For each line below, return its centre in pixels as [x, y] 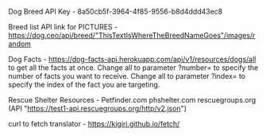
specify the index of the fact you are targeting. [84, 84]
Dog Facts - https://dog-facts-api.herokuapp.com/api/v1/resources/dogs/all [132, 59]
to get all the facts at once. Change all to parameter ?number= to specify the [133, 68]
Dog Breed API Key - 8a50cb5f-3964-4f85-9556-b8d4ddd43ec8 [116, 12]
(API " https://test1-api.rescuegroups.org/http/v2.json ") [97, 108]
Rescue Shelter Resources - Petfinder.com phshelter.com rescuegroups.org [132, 100]
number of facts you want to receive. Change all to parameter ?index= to [127, 76]
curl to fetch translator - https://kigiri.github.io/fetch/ [94, 124]
